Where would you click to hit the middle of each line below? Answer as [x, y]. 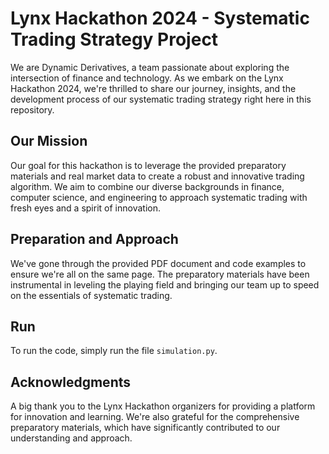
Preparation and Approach [94, 239]
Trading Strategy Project [114, 39]
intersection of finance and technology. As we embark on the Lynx [147, 78]
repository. [32, 109]
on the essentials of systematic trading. [91, 295]
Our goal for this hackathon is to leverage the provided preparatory [148, 165]
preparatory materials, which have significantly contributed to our [145, 428]
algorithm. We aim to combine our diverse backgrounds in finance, [147, 186]
